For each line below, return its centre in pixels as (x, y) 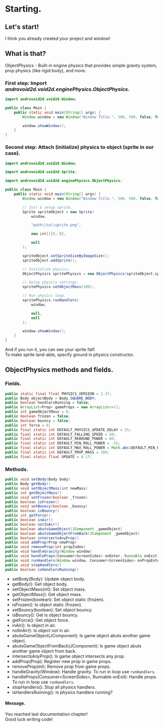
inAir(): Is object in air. (34, 625)
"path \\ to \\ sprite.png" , (56, 225)
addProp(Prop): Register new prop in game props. (62, 661)
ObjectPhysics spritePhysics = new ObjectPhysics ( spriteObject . (89, 274)
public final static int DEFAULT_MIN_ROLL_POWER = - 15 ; (63, 443)
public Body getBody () (28, 484)
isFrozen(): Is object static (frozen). (47, 604)
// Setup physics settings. (51, 282)
